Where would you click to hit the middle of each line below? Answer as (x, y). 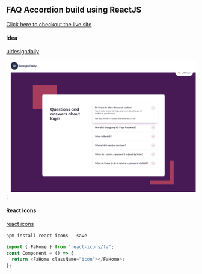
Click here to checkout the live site (49, 24)
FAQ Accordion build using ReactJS (74, 10)
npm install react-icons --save (47, 236)
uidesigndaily (23, 52)
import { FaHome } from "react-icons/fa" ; (60, 247)
